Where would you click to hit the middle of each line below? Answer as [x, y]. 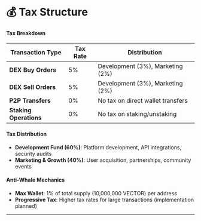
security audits [33, 154]
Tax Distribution [27, 134]
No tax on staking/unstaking [137, 114]
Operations [25, 118]
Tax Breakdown [26, 33]
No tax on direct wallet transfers [143, 101]
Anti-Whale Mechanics [36, 180]
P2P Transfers [30, 101]
